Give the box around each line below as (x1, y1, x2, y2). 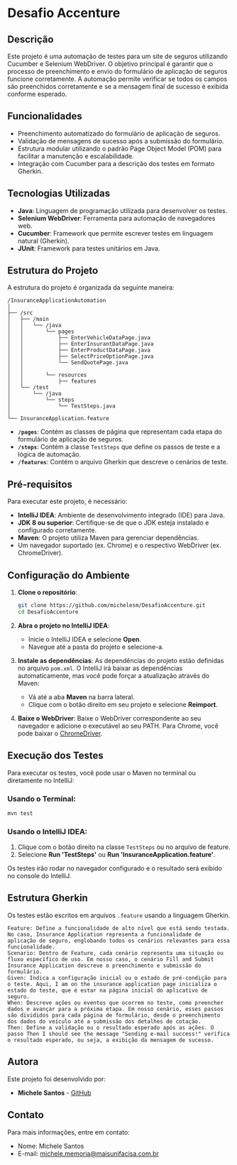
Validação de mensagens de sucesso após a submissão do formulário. (17, 136, 225, 145)
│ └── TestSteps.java (7, 403, 116, 410)
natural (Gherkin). (17, 236, 70, 245)
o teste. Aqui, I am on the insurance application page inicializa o (7, 980, 218, 988)
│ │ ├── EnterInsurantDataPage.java (7, 341, 154, 348)
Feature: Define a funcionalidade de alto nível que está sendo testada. (7, 924, 231, 931)
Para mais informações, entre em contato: (7, 1127, 130, 1137)
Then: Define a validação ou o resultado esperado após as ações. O (7, 1024, 214, 1031)
